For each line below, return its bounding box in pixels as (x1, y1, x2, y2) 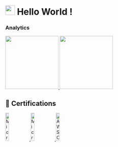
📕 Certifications (5, 99, 56, 108)
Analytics (5, 24, 29, 32)
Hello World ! (17, 6, 73, 18)
